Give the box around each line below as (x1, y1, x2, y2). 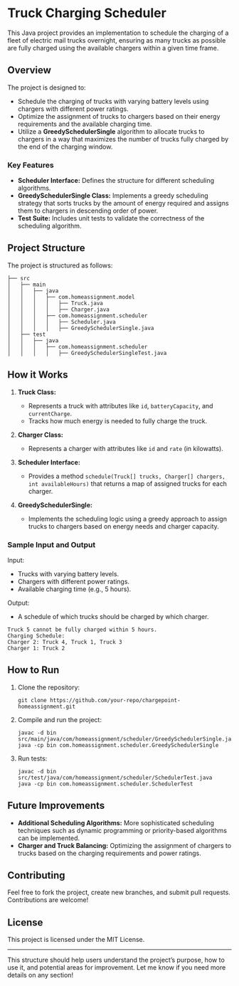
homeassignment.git (17, 703, 76, 710)
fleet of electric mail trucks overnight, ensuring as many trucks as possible (7, 36, 226, 44)
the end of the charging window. (17, 142, 113, 151)
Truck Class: (17, 388, 57, 396)
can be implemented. (17, 834, 80, 842)
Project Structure (7, 242, 85, 254)
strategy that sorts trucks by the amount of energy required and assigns (17, 199, 229, 208)
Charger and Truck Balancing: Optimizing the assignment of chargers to (17, 841, 232, 849)
